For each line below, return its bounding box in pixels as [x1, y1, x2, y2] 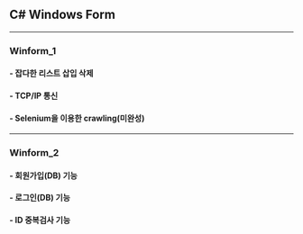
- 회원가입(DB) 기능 [9, 170, 78, 181]
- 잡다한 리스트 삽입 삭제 [9, 67, 94, 79]
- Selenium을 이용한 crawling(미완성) [9, 112, 145, 123]
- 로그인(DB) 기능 [9, 193, 70, 203]
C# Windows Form [9, 7, 115, 22]
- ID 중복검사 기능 [9, 214, 70, 225]
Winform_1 [9, 44, 57, 57]
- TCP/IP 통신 [9, 90, 59, 101]
